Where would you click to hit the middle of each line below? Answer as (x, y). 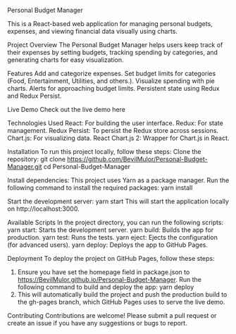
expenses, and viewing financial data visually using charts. (93, 31)
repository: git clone (36, 159)
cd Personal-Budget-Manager (87, 167)
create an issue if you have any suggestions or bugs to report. (98, 323)
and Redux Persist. (35, 96)
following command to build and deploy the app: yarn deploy (106, 287)
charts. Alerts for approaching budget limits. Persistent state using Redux (113, 88)
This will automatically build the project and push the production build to (122, 294)
